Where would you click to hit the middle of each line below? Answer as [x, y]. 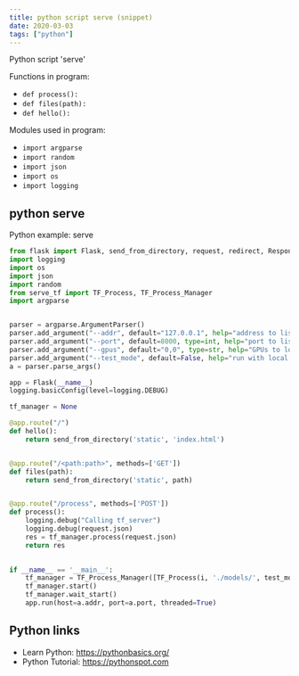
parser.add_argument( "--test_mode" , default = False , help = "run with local [149, 358]
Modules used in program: [57, 130]
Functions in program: [49, 77]
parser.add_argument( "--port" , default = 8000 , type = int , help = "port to [143, 342]
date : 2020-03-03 [41, 26]
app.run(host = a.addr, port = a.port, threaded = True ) [121, 603]
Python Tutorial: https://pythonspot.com [95, 662]
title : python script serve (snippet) [81, 17]
